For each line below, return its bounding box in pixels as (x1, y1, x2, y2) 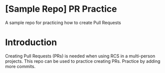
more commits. (5, 63, 36, 69)
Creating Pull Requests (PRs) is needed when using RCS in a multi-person (5, 53, 156, 59)
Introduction (5, 37, 57, 48)
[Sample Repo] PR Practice (5, 3, 117, 15)
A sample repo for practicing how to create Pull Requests (5, 20, 121, 25)
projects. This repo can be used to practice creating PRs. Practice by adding (5, 58, 161, 64)
